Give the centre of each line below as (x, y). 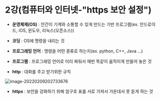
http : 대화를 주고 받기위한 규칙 (41, 71)
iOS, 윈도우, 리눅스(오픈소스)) (46, 30)
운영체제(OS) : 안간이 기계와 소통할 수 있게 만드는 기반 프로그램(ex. (75, 24)
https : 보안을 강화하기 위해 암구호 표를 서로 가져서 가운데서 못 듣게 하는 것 (83, 91)
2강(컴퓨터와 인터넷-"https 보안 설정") (78, 10)
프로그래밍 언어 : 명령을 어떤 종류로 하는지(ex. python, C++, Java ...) (77, 51)
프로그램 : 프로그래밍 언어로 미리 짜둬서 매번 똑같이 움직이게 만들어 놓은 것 (82, 61)
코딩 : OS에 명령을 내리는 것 (38, 41)
